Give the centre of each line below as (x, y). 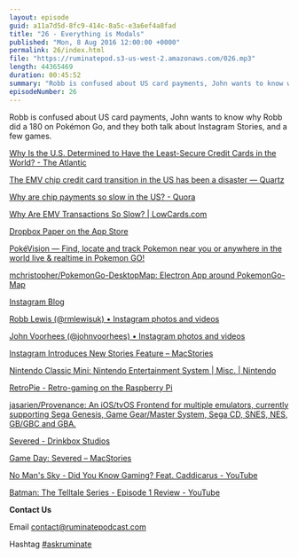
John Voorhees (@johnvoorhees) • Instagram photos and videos (127, 336)
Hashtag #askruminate (51, 544)
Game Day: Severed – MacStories (71, 458)
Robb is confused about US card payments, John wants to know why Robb (146, 117)
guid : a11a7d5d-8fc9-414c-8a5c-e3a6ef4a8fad (93, 26)
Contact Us (30, 509)
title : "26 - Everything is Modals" (77, 34)
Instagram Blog (37, 302)
